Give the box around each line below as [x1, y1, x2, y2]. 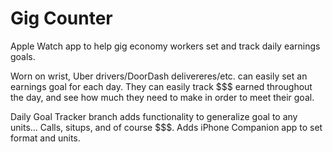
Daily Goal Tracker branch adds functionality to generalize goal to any [10, 110, 298, 122]
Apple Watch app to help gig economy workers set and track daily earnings [10, 40, 321, 52]
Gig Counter [10, 7, 113, 30]
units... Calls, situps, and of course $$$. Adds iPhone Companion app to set [10, 121, 323, 133]
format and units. [10, 132, 81, 144]
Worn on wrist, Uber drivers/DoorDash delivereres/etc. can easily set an [10, 70, 308, 82]
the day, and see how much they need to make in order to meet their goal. [10, 91, 315, 103]
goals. [10, 50, 36, 62]
